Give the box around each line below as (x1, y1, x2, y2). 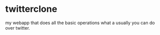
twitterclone (5, 3, 57, 15)
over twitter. (5, 25, 30, 31)
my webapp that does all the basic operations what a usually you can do (5, 20, 155, 26)
